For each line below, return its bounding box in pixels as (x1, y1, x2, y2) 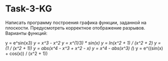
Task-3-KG (5, 3, 52, 14)
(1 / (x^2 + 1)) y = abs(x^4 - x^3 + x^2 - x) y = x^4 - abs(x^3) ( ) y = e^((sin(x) (5, 45, 163, 51)
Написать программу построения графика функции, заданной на (5, 19, 147, 25)
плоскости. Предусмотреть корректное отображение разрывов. (5, 24, 145, 30)
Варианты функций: (5, 30, 48, 36)
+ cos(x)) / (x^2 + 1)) (5, 50, 48, 56)
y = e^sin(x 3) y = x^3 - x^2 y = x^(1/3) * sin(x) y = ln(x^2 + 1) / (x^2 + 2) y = (5, 39, 161, 45)
